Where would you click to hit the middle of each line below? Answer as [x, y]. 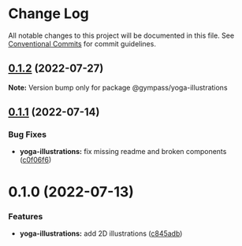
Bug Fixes [28, 134]
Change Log [48, 14]
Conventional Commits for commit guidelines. [82, 43]
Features [26, 216]
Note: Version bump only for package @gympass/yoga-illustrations [118, 87]
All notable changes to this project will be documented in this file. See [121, 35]
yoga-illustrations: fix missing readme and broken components [123, 152]
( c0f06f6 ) [35, 160]
